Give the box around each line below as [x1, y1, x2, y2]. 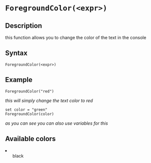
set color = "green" [5, 107, 48, 112]
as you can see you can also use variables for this [5, 120, 108, 126]
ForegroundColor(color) [5, 111, 54, 116]
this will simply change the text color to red [5, 97, 93, 103]
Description [5, 21, 42, 30]
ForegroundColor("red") [5, 88, 54, 94]
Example [5, 76, 33, 84]
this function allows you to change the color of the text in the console [5, 35, 147, 40]
